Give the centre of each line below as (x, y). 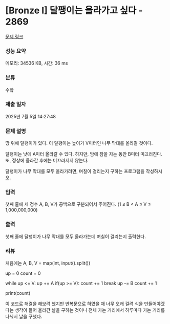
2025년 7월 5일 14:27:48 (31, 116)
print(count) (18, 293)
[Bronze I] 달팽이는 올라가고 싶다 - (74, 10)
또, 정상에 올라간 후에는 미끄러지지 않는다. (47, 160)
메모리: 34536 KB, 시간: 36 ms (37, 63)
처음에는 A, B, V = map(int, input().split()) (48, 263)
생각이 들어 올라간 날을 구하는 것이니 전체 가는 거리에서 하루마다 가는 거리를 (90, 310)
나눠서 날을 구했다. (24, 317)
